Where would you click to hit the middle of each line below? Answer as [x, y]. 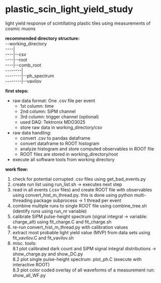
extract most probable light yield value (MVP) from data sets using [81, 232]
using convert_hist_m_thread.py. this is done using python [73, 195]
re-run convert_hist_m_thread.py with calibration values [70, 227]
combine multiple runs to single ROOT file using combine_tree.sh [79, 205]
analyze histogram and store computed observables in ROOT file [87, 149]
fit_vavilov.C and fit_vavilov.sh [43, 238]
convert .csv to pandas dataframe [55, 138]
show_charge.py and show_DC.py [48, 254]
